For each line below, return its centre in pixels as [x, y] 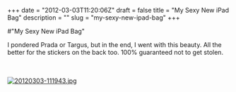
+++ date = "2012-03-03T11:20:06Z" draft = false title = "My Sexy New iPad [118, 10]
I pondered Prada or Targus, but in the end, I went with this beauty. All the [115, 45]
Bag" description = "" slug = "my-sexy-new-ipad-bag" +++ [94, 18]
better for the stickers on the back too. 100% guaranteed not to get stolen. [116, 52]
